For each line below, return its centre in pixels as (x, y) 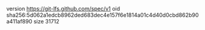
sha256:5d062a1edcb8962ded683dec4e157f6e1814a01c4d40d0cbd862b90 (102, 15)
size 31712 (47, 21)
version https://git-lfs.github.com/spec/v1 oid (63, 9)
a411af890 (19, 21)
